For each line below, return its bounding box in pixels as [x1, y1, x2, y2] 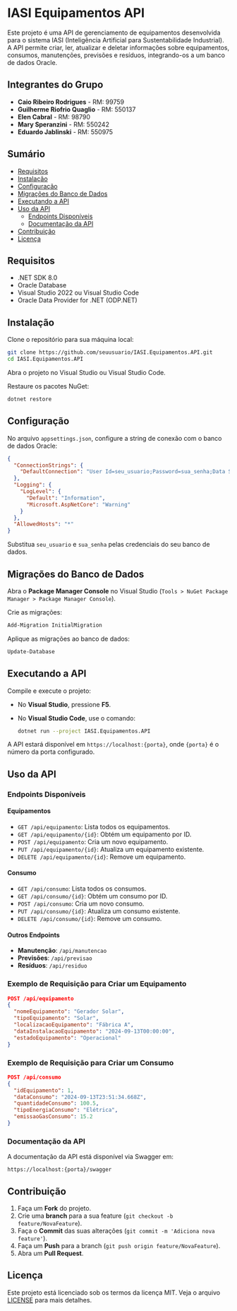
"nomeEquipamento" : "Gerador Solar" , [13, 1008, 125, 1015]
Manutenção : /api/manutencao [17, 947, 107, 955]
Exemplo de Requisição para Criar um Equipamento [7, 979, 187, 989]
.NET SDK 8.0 [17, 273, 58, 282]
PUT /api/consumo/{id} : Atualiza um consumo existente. [17, 907, 181, 915]
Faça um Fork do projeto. [17, 1204, 92, 1212]
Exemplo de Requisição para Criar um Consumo [7, 1057, 174, 1067]
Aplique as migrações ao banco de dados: [7, 634, 130, 643]
